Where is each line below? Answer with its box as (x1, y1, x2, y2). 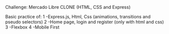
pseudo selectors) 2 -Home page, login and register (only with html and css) (5, 19, 164, 25)
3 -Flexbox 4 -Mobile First (5, 24, 60, 30)
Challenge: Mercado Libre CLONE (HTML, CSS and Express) (5, 4, 131, 10)
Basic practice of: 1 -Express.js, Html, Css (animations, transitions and (5, 14, 151, 19)
